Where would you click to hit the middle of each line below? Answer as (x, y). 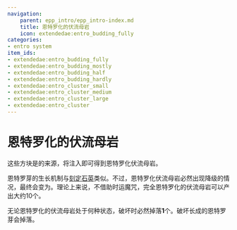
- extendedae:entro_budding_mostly (60, 66)
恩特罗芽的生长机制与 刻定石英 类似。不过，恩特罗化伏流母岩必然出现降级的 (115, 178)
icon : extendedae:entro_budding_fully (77, 33)
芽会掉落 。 (23, 219)
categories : (25, 40)
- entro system (30, 46)
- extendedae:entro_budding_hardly (60, 79)
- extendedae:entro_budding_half (56, 72)
